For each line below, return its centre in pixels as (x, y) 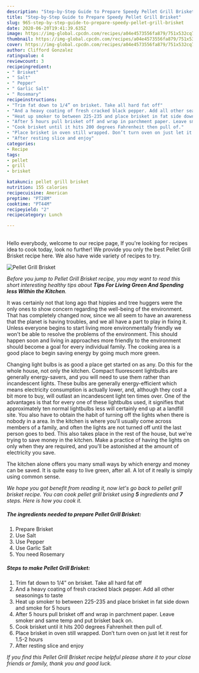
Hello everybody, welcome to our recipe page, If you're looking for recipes (97, 243)
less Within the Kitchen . (37, 291)
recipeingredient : (29, 67)
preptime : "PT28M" (29, 198)
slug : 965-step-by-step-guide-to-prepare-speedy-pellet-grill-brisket (95, 22)
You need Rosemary (40, 555)
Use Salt (25, 536)
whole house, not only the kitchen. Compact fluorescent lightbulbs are (92, 371)
